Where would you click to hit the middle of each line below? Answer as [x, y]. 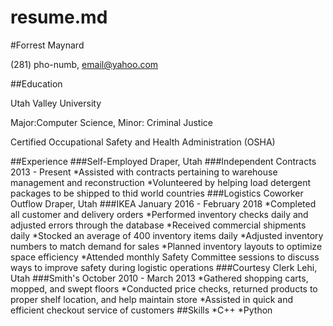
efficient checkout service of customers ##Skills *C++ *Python [141, 310]
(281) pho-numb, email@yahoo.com [84, 64]
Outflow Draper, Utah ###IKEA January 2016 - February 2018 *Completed [163, 203]
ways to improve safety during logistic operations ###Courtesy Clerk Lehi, [164, 267]
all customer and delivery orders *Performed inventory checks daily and [159, 214]
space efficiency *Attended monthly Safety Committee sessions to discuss [165, 257]
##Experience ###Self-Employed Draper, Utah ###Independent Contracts [163, 161]
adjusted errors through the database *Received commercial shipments [158, 225]
